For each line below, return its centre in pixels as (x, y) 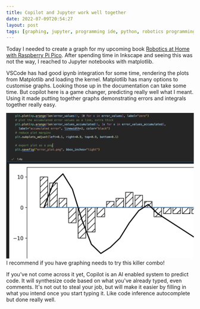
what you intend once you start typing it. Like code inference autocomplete (98, 294)
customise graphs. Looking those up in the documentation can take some (96, 86)
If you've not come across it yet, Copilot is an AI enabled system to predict (97, 275)
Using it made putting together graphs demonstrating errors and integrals (96, 99)
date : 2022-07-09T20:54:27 (40, 19)
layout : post (22, 25)
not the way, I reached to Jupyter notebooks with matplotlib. (80, 62)
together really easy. (31, 105)
